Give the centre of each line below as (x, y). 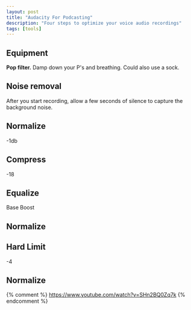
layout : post (23, 12)
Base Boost (20, 208)
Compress (26, 160)
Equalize (23, 193)
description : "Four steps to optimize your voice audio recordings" (94, 23)
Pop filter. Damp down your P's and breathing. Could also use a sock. (93, 67)
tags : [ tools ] (24, 29)
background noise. (30, 107)
